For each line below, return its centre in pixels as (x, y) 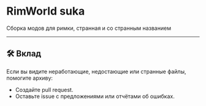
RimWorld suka (46, 11)
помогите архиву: (30, 78)
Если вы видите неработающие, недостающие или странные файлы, (96, 71)
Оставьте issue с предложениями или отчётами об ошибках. (95, 96)
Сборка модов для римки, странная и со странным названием (89, 28)
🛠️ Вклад (24, 54)
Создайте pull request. (44, 90)
